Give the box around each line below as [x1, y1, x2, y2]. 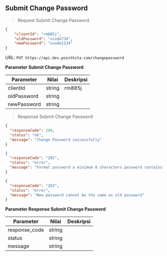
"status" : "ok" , [10, 132, 44, 137]
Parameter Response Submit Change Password [5, 206, 106, 212]
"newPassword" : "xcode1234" [14, 41, 73, 46]
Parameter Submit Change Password [5, 64, 84, 70]
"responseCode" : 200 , [10, 128, 55, 133]
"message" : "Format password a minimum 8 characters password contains [10, 165, 163, 170]
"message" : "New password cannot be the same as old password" [10, 192, 144, 197]
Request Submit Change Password [17, 17, 89, 23]
